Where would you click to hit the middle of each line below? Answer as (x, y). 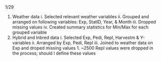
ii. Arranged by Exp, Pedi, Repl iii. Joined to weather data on (92, 43)
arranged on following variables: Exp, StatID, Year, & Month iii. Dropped (84, 22)
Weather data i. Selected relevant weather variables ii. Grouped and (80, 16)
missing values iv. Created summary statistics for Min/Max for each (80, 27)
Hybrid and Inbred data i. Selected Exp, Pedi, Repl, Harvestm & (76, 37)
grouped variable (29, 32)
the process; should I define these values (54, 53)
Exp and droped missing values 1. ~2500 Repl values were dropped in (83, 48)
